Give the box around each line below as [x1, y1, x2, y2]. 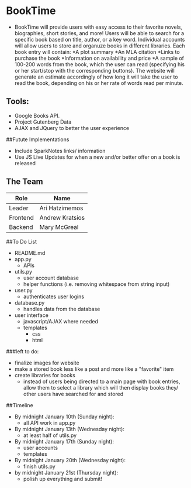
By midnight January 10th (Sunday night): [14, 413, 115, 420]
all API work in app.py [23, 419, 76, 426]
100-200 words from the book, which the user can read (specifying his [14, 60, 185, 68]
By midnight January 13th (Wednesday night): [14, 425, 124, 432]
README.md [14, 249, 46, 256]
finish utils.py [23, 463, 55, 470]
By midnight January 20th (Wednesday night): [14, 456, 126, 463]
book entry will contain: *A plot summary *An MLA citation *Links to [14, 48, 180, 55]
